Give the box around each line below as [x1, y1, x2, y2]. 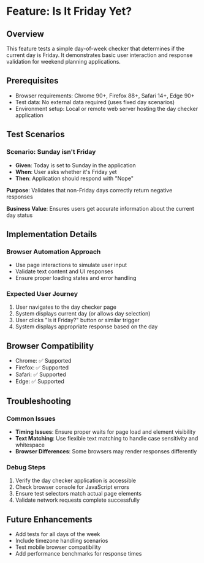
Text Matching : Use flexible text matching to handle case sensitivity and [15, 434, 198, 442]
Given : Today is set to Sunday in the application [15, 161, 136, 169]
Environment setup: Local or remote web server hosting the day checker [15, 105, 198, 112]
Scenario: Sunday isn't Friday [6, 148, 96, 156]
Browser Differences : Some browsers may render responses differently [15, 447, 197, 455]
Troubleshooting [6, 396, 72, 406]
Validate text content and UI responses [15, 268, 113, 275]
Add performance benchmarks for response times [15, 550, 142, 557]
